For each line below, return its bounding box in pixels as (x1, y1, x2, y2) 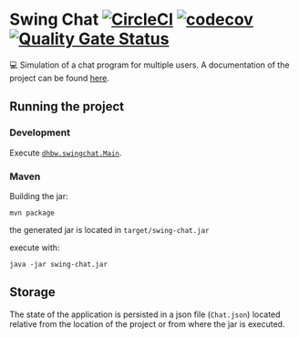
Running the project (9, 99, 125, 114)
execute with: (9, 242, 60, 253)
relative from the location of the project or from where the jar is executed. (9, 318, 285, 329)
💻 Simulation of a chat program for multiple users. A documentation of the (9, 59, 290, 70)
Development (9, 126, 71, 139)
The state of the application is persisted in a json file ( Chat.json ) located (9, 309, 281, 320)
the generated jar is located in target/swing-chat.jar (9, 224, 210, 235)
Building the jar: (9, 190, 68, 201)
